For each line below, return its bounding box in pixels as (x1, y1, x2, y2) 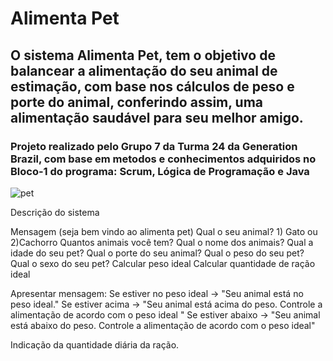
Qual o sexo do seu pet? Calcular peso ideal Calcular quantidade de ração (10, 257, 316, 269)
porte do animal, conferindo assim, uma (10, 93, 264, 111)
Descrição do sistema (10, 206, 100, 218)
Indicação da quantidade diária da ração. (10, 338, 180, 351)
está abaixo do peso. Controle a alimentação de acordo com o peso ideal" (10, 319, 316, 331)
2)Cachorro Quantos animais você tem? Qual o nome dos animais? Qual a (10, 236, 314, 248)
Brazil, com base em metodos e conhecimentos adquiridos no (10, 152, 317, 166)
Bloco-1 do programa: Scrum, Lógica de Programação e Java (10, 164, 310, 178)
